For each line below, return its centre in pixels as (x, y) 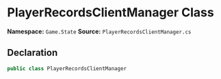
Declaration (32, 53)
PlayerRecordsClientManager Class (110, 13)
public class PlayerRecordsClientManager (67, 68)
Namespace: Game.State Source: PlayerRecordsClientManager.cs (99, 31)
